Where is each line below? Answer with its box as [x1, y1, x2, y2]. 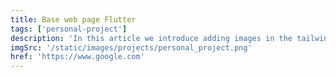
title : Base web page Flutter [10, 14, 137, 25]
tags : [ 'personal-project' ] [10, 24, 128, 34]
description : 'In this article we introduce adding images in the [10, 33, 293, 43]
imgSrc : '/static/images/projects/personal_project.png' [10, 42, 253, 53]
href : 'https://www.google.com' [10, 52, 145, 62]
